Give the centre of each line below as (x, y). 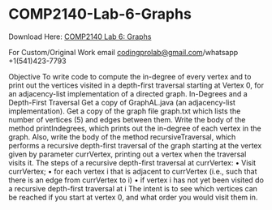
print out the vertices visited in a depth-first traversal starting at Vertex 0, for (136, 85)
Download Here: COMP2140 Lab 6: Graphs (80, 36)
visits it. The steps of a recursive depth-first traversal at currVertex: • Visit (132, 162)
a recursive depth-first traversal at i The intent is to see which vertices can (133, 188)
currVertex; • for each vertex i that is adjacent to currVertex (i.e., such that (133, 171)
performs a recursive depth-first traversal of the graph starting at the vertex (135, 145)
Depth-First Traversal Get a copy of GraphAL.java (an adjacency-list (122, 102)
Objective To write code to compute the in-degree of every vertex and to (130, 76)
